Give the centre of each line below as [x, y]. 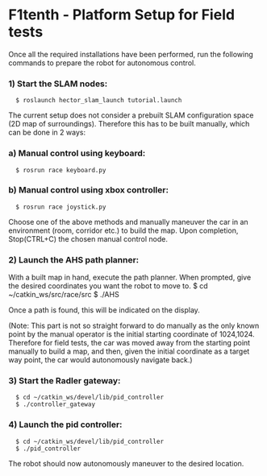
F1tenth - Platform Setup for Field [122, 15]
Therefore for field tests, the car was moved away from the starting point [129, 343]
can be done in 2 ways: [47, 132]
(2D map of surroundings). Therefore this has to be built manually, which [129, 124]
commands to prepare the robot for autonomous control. [102, 63]
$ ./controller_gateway [55, 404]
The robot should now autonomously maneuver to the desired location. [126, 463]
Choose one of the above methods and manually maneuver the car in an [128, 221]
